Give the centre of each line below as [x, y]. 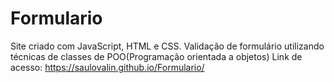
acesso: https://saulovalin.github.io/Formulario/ [107, 67]
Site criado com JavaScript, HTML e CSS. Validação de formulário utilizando [167, 46]
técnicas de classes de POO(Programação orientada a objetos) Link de [156, 56]
